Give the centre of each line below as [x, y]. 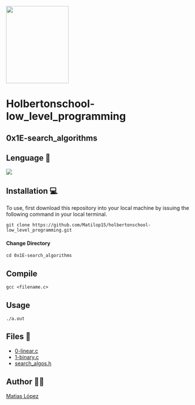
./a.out [16, 319]
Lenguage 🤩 [28, 158]
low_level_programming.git [39, 230]
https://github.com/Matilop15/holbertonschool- [91, 225]
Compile [22, 274]
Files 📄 [19, 337]
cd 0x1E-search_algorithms [39, 256]
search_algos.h [33, 363]
